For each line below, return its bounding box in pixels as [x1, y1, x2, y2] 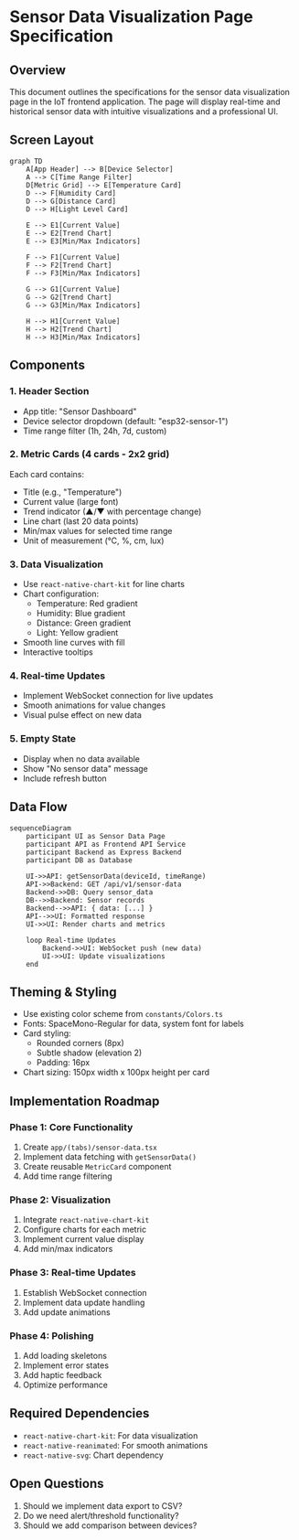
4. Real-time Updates [9, 669, 106, 682]
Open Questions [9, 1476, 104, 1492]
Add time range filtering [22, 1171, 112, 1182]
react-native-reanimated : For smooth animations [22, 1439, 208, 1450]
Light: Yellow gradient [36, 627, 119, 638]
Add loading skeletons [22, 1350, 108, 1361]
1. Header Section [9, 385, 90, 398]
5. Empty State [9, 733, 76, 745]
